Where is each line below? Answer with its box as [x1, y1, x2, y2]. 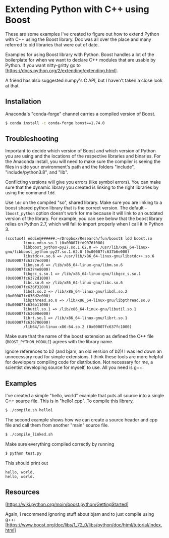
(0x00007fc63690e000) [5, 311, 51, 316]
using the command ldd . [5, 190, 56, 196]
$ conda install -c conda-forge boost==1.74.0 [5, 120, 105, 126]
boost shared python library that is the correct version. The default [5, 205, 144, 211]
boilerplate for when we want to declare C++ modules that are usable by [5, 57, 156, 63]
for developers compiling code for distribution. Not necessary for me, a [5, 359, 153, 365]
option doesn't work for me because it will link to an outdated [36, 210, 163, 217]
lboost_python [5, 211, 35, 217]
